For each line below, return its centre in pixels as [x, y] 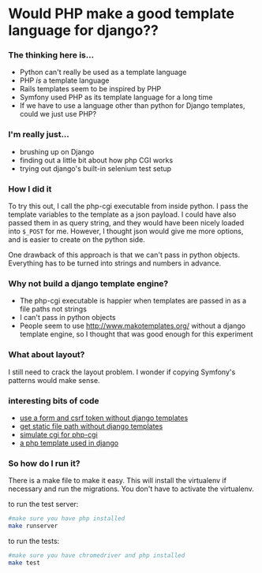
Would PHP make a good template [122, 14]
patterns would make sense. [54, 380]
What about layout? [47, 355]
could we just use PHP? [58, 114]
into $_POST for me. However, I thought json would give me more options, [126, 231]
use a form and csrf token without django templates [104, 418]
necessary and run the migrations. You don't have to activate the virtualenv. [131, 489]
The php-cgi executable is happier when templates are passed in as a [133, 301]
